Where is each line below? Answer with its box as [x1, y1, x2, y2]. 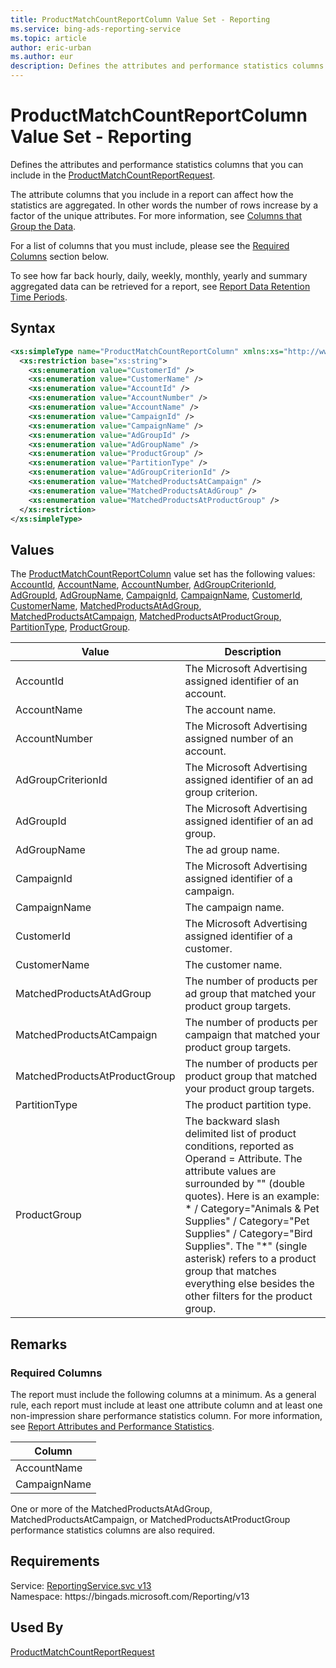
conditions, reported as [184, 1139, 295, 1153]
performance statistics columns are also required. [10, 1524, 216, 1536]
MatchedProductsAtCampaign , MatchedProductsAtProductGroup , [10, 611, 282, 623]
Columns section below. [10, 250, 110, 262]
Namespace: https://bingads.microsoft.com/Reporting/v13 [10, 1590, 250, 1602]
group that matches [184, 1264, 277, 1278]
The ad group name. [184, 843, 280, 857]
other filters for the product [184, 1289, 313, 1303]
